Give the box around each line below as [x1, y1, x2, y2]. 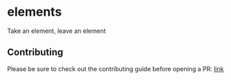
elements [7, 4, 62, 20]
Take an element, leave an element [7, 27, 106, 35]
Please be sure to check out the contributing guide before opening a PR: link [7, 64, 224, 72]
